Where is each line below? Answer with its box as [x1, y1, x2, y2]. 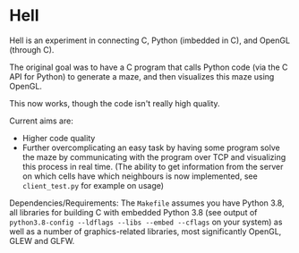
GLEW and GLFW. [9, 235, 75, 246]
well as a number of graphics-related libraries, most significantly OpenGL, [9, 225, 282, 237]
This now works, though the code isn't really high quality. [9, 97, 221, 108]
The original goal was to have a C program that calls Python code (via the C [9, 62, 288, 72]
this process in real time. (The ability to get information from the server [21, 161, 284, 172]
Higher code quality [21, 132, 96, 143]
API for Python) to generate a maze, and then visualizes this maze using [9, 71, 275, 81]
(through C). [9, 44, 55, 55]
